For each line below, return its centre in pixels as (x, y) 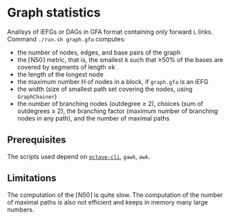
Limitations (32, 178)
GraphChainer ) (37, 96)
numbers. (21, 209)
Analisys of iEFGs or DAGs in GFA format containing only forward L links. (110, 32)
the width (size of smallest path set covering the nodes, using (105, 89)
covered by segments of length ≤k (66, 67)
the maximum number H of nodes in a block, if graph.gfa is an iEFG (113, 81)
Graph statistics (54, 13)
